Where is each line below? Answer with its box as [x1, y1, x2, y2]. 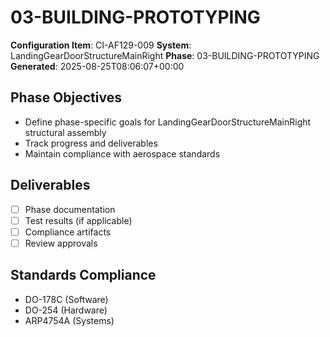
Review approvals [24, 237, 98, 249]
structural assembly [24, 126, 107, 138]
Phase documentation [24, 203, 116, 215]
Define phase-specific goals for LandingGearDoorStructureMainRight [24, 116, 312, 128]
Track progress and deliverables [24, 137, 158, 149]
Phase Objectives [10, 89, 122, 106]
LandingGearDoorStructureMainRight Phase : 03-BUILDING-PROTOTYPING [10, 49, 320, 61]
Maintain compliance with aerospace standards [24, 147, 221, 160]
